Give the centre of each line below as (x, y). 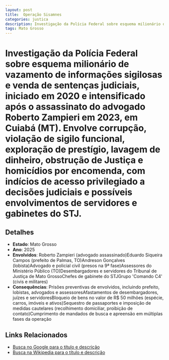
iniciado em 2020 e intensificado (75, 96)
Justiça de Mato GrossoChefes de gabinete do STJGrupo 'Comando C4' (87, 277)
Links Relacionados (36, 335)
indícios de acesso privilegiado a (75, 182)
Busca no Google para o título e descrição (56, 347)
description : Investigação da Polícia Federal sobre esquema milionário (83, 24)
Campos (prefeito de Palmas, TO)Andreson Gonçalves (69, 260)
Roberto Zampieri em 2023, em (72, 117)
